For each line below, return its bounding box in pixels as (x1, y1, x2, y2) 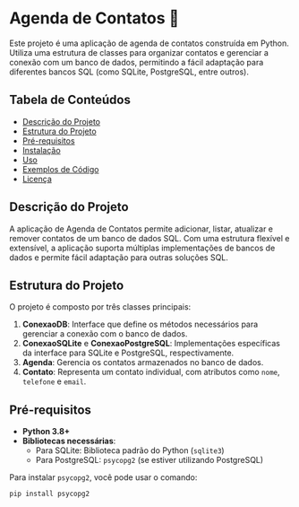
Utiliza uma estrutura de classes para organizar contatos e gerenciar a (9, 47, 269, 57)
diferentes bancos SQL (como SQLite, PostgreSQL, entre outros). (9, 66, 249, 77)
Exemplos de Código (21, 163, 99, 174)
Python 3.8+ (21, 426, 70, 437)
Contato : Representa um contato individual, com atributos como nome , (21, 367, 280, 378)
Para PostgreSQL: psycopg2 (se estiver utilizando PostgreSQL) (35, 455, 264, 466)
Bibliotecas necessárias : (21, 435, 116, 447)
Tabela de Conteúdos (9, 92, 132, 108)
